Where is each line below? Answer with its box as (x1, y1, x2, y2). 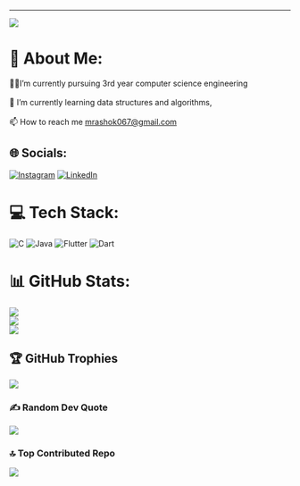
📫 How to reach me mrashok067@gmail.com (9, 116, 177, 127)
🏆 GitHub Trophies (9, 351, 119, 366)
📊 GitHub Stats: (9, 271, 131, 291)
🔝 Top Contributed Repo (9, 447, 116, 459)
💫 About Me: (9, 48, 104, 69)
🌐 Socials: (9, 146, 68, 161)
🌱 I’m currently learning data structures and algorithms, (9, 96, 212, 107)
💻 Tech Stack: (9, 202, 120, 222)
